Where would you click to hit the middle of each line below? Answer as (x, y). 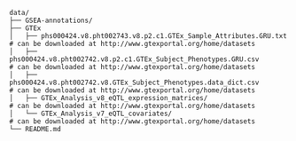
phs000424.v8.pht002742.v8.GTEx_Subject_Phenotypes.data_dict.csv (134, 82)
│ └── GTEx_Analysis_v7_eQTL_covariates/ (91, 114)
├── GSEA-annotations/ (51, 20)
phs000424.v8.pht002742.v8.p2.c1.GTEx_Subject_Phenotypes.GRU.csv (134, 59)
